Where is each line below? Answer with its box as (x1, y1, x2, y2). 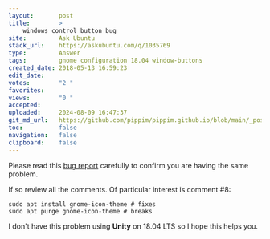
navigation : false (8, 131, 78, 139)
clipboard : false (8, 138, 78, 147)
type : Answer (8, 49, 81, 57)
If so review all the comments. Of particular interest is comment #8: (8, 184, 231, 194)
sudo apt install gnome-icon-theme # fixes (8, 200, 157, 209)
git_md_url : (8, 116, 48, 124)
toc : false (8, 124, 78, 132)
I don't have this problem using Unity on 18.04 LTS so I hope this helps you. (8, 221, 259, 231)
